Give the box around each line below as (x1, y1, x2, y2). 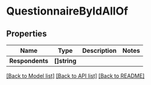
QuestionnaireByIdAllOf (6, 4, 129, 18)
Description (82, 47, 117, 55)
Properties (6, 29, 47, 39)
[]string (54, 56, 77, 65)
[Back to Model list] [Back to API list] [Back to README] (6, 72, 145, 80)
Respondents (9, 56, 48, 65)
